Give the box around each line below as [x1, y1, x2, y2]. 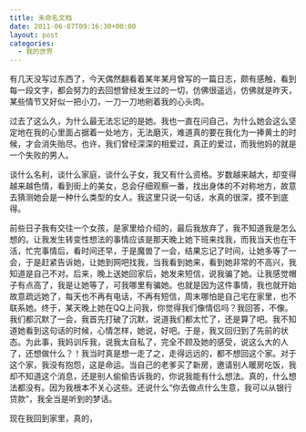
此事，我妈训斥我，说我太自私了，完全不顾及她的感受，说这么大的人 [33, 336, 289, 347]
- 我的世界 [17, 47, 54, 57]
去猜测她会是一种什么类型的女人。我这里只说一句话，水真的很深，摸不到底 [9, 192, 289, 203]
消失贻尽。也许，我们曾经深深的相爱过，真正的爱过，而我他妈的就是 [40, 139, 297, 149]
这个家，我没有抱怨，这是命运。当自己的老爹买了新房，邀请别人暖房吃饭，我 [9, 359, 297, 370]
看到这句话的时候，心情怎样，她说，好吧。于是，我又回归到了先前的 [25, 325, 280, 336]
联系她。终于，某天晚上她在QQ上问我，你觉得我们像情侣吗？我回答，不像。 [9, 303, 293, 314]
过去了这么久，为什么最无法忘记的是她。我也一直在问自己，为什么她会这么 [9, 116, 289, 127]
